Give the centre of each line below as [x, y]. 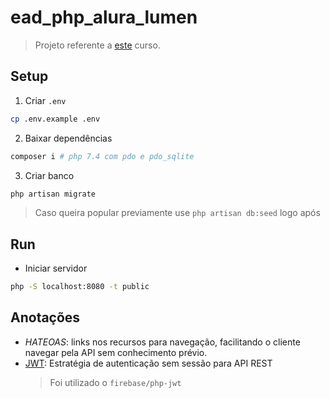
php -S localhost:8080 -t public [80, 287]
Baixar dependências [68, 138]
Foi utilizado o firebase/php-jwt [115, 382]
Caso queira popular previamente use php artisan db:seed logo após [177, 213]
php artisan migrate [53, 194]
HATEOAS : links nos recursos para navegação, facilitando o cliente [162, 342]
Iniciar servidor [56, 268]
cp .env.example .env [55, 119]
